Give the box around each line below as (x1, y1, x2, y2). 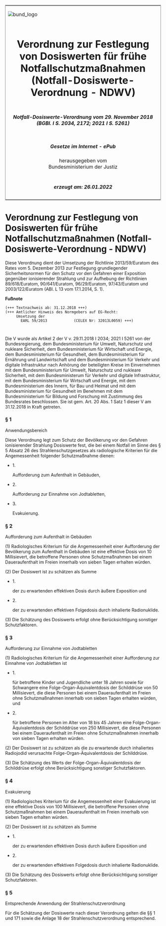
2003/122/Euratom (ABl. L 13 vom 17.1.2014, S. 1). (5, 286, 104, 292)
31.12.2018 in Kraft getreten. (5, 404, 62, 410)
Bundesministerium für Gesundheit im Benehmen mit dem (5, 388, 123, 394)
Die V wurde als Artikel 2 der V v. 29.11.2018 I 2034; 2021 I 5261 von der (5, 335, 151, 341)
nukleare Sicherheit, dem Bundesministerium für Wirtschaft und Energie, (5, 346, 153, 352)
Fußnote (5, 295, 23, 301)
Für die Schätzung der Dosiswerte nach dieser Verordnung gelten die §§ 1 (5, 910, 156, 916)
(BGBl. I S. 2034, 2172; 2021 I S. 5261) (36, 120, 130, 127)
